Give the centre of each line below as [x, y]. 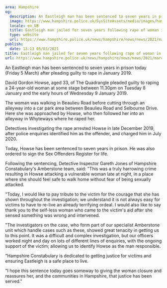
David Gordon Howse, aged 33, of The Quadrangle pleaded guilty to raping [82, 83]
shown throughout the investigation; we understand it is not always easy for [83, 199]
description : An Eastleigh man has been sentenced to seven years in [83, 16]
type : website [24, 35]
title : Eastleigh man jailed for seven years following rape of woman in [83, 53]
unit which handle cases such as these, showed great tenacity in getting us [82, 230]
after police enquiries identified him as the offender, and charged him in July [83, 133]
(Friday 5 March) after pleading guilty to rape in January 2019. [69, 73]
